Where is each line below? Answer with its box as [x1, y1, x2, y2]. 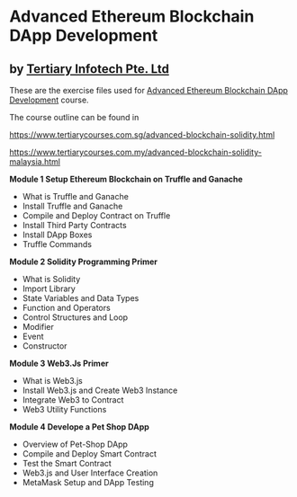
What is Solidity [22, 274, 81, 284]
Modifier [22, 322, 54, 332]
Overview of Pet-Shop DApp [22, 439, 129, 449]
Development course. [9, 94, 89, 105]
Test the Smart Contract [22, 458, 112, 468]
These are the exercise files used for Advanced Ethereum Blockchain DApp [9, 85, 288, 95]
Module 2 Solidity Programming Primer [9, 256, 158, 267]
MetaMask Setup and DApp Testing [22, 477, 155, 487]
